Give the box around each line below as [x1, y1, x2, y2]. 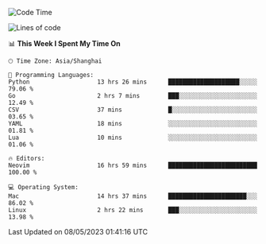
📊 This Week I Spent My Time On [8, 39, 121, 48]
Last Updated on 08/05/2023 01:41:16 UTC [8, 227, 148, 236]
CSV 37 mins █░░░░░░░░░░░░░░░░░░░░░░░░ [8, 106, 258, 114]
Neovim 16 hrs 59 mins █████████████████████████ [8, 161, 258, 169]
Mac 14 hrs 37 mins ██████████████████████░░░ [8, 192, 258, 200]
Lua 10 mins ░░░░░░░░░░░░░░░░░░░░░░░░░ [8, 134, 258, 141]
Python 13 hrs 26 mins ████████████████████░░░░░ [8, 78, 258, 86]
